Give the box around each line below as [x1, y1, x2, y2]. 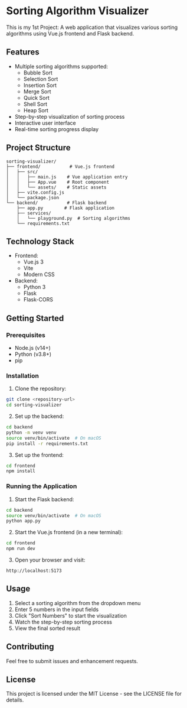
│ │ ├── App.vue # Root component [6, 179, 110, 185]
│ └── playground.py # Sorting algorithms [17, 215, 131, 221]
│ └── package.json [6, 194, 60, 200]
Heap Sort [23, 106, 49, 113]
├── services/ [17, 210, 51, 216]
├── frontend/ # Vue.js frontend [6, 164, 115, 170]
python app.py [6, 518, 41, 524]
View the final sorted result [14, 625, 81, 632]
